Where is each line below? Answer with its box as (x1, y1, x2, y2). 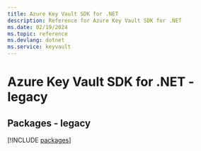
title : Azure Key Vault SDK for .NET (7, 10, 119, 18)
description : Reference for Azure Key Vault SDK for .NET (7, 17, 182, 24)
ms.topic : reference (7, 30, 69, 38)
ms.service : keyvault (7, 43, 71, 50)
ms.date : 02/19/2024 (7, 23, 69, 30)
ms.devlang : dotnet (7, 37, 65, 44)
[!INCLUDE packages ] (7, 136, 71, 144)
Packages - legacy (7, 117, 91, 129)
